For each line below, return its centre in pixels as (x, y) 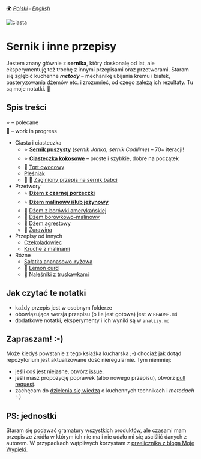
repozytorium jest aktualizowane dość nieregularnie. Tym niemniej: (89, 360)
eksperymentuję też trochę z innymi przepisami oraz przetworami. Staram (97, 69)
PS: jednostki (31, 416)
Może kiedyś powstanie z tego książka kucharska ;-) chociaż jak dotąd (94, 353)
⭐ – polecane (22, 122)
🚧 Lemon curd (41, 268)
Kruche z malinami (47, 248)
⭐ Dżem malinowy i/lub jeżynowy (66, 202)
